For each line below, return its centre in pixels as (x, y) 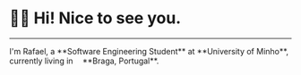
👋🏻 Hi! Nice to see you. (95, 18)
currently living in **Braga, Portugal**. (84, 61)
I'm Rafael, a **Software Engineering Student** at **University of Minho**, (149, 51)
